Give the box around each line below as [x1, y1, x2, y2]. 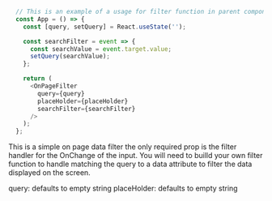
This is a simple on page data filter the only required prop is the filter [8, 142, 237, 152]
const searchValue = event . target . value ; [29, 45, 172, 53]
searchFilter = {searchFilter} [37, 105, 136, 113]
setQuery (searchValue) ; [29, 53, 111, 61]
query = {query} [37, 89, 85, 97]
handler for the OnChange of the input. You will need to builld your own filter [8, 151, 263, 160]
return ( [23, 75, 53, 83]
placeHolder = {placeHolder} [37, 97, 129, 105]
